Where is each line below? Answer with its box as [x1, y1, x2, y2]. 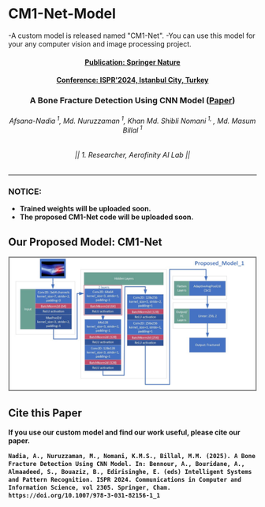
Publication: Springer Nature [84, 57, 181, 67]
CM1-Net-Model [8, 5, 117, 23]
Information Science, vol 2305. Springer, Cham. [8, 483, 171, 491]
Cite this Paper [8, 407, 83, 420]
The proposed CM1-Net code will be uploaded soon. [19, 212, 194, 222]
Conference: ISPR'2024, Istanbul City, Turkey [56, 76, 209, 85]
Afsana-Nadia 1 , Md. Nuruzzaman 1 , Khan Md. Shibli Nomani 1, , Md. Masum [9, 114, 256, 125]
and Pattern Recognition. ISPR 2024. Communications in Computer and [8, 475, 242, 483]
